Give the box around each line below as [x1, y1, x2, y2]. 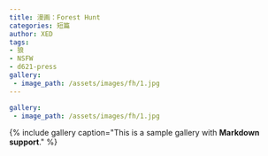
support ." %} [9, 136, 57, 147]
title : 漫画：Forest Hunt [9, 12, 101, 22]
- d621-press [9, 63, 57, 72]
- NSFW [9, 54, 34, 63]
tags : [9, 37, 29, 47]
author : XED [9, 29, 53, 38]
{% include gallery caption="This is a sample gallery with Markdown [9, 128, 260, 138]
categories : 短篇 [9, 21, 71, 30]
